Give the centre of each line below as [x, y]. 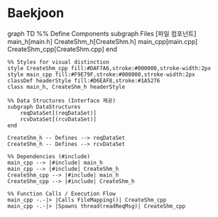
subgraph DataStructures [44, 107]
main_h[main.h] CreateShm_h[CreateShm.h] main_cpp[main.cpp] [103, 41]
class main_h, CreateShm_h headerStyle [66, 87]
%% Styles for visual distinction [59, 62]
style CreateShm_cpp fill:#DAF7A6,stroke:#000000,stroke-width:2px [109, 68]
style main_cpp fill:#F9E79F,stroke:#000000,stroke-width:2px [101, 74]
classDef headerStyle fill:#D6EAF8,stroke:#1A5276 [84, 80]
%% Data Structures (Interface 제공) [61, 101]
